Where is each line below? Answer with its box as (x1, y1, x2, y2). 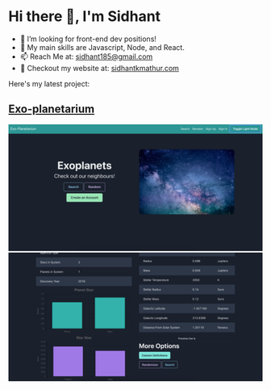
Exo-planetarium (8, 103, 95, 116)
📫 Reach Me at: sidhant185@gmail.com (19, 52, 153, 61)
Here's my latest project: (8, 78, 90, 88)
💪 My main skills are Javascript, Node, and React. (19, 42, 186, 52)
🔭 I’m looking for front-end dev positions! (19, 34, 157, 44)
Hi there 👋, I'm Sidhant (8, 7, 161, 26)
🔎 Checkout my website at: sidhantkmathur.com (19, 63, 180, 73)
